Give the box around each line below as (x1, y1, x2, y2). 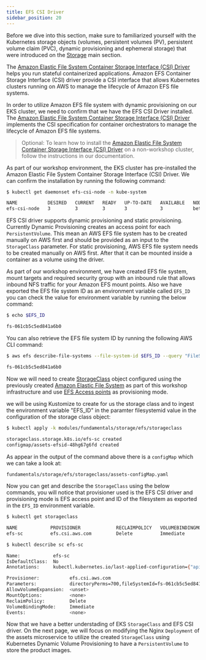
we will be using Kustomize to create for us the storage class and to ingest (6, 400, 194, 407)
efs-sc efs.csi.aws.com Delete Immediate (6, 530, 185, 537)
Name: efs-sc (6, 553, 70, 559)
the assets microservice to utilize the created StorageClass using (6, 634, 170, 641)
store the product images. (6, 646, 72, 654)
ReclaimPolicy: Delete (6, 598, 86, 604)
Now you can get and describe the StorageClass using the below (6, 483, 170, 490)
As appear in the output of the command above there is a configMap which (6, 453, 194, 460)
